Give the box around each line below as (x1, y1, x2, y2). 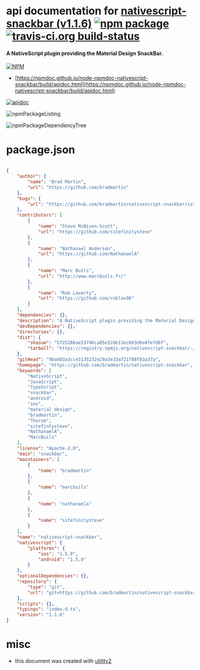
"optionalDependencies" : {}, (17, 573, 89, 579)
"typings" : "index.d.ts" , (17, 606, 82, 613)
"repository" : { (17, 579, 58, 585)
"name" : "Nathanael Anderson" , (37, 245, 116, 251)
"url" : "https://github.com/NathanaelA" (37, 251, 140, 257)
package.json (6, 143, 76, 156)
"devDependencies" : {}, (17, 323, 76, 329)
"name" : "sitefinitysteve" (37, 518, 105, 524)
